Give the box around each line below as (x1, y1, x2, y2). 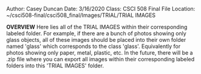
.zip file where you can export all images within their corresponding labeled (6, 56, 195, 62)
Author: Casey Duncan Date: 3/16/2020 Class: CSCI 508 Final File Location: (6, 5, 196, 12)
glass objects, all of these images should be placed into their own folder (6, 36, 186, 43)
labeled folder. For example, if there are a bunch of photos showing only (6, 30, 186, 37)
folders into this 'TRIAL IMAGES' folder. (6, 62, 104, 69)
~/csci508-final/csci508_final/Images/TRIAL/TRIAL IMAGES (6, 12, 156, 19)
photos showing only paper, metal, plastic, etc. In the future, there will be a (6, 49, 193, 56)
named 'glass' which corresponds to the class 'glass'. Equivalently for (6, 42, 181, 50)
